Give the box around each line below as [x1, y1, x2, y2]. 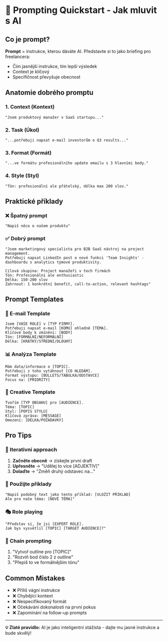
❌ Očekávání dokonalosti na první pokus [12, 604, 96, 610]
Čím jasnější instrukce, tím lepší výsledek [12, 64, 97, 69]
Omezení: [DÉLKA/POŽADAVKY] [5, 417, 64, 422]
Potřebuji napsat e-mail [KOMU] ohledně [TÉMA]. [5, 326, 108, 331]
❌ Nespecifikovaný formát [12, 598, 66, 604]
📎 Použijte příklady [5, 480, 52, 487]
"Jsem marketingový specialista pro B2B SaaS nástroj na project [5, 246, 144, 252]
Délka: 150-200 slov [5, 277, 48, 282]
